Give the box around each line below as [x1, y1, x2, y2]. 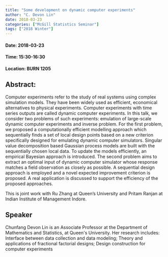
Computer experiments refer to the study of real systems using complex [5, 94, 156, 100]
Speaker [5, 211, 33, 219]
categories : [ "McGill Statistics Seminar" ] [5, 21, 99, 27]
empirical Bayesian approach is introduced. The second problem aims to [5, 153, 157, 160]
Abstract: [5, 80, 36, 89]
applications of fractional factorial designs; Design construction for [5, 240, 146, 246]
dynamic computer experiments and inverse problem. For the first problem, [5, 121, 163, 127]
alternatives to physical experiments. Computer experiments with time [5, 105, 152, 111]
